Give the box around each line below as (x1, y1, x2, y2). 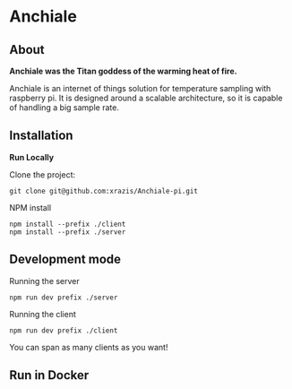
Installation (9, 128, 73, 143)
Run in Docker (9, 367, 90, 383)
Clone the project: (9, 169, 76, 180)
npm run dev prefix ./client (9, 325, 118, 335)
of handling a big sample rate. (9, 102, 119, 113)
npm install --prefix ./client (9, 220, 126, 229)
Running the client (9, 308, 76, 319)
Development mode (9, 252, 122, 267)
